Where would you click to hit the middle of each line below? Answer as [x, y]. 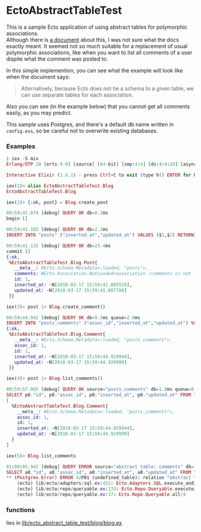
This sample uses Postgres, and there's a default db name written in [90, 124]
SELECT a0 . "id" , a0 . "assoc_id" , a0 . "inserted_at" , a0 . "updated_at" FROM [99, 472]
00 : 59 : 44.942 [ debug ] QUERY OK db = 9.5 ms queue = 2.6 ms [73, 318]
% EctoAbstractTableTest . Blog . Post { [53, 262]
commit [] [19, 251]
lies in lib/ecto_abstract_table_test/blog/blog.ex [64, 523]
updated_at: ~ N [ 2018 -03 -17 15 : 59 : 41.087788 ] [71, 290]
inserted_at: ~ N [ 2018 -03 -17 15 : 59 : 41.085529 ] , [73, 285]
